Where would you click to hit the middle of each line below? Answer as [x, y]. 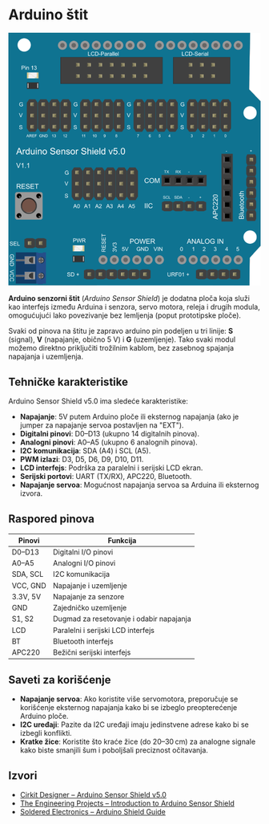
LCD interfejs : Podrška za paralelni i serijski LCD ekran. [111, 468]
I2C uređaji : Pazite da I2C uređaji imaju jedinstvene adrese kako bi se [134, 725]
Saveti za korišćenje [60, 680]
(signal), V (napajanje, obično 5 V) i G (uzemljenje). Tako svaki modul [122, 339]
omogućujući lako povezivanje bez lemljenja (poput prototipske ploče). [125, 315]
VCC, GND [29, 585]
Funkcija [122, 540]
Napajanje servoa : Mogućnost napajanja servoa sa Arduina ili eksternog [139, 485]
